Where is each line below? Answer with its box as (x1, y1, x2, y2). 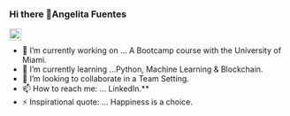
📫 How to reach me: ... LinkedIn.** (21, 83, 150, 94)
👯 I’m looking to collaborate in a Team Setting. (21, 73, 190, 84)
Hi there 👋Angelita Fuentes (9, 8, 126, 20)
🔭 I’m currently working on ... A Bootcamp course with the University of (21, 45, 281, 56)
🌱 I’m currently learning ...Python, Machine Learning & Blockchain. (21, 64, 263, 74)
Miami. (21, 55, 47, 66)
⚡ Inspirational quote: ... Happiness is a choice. (21, 97, 193, 107)
